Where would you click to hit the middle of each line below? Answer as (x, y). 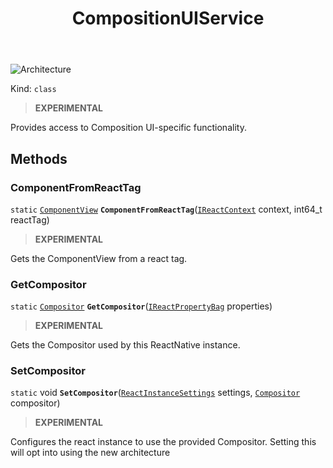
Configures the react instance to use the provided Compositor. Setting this (163, 442)
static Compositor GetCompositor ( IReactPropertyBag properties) (141, 306)
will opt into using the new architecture (90, 453)
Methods (39, 158)
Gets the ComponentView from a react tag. (99, 258)
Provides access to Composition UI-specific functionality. (128, 128)
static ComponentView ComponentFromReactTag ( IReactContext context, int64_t (166, 209)
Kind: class (33, 89)
